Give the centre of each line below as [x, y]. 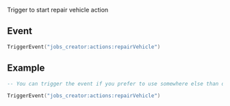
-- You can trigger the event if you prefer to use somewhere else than [113, 84]
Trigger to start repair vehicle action [58, 10]
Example [26, 68]
